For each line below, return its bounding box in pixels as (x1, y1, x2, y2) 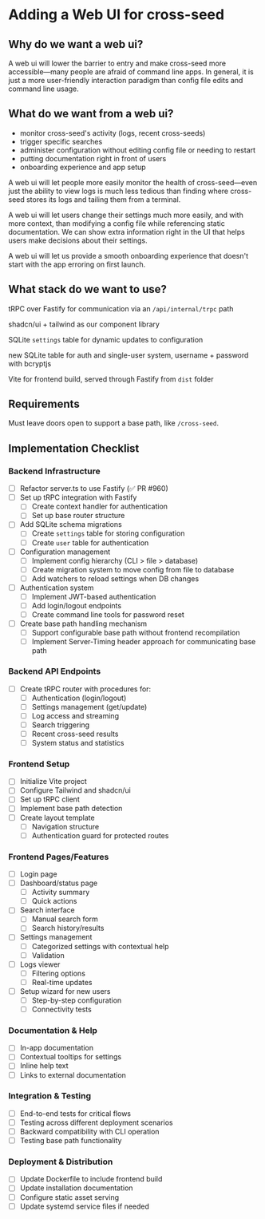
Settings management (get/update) (31, 702, 148, 711)
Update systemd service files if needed (19, 1201, 150, 1211)
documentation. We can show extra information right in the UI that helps (8, 227, 245, 236)
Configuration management (19, 547, 111, 556)
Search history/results (31, 924, 105, 933)
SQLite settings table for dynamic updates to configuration (8, 334, 204, 344)
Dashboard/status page (19, 878, 98, 888)
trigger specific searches (19, 137, 103, 146)
